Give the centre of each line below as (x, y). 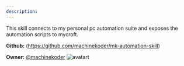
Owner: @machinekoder (36, 57)
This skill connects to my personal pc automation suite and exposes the (92, 28)
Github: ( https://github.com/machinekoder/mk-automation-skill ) (83, 46)
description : (22, 11)
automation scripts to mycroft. (42, 34)
